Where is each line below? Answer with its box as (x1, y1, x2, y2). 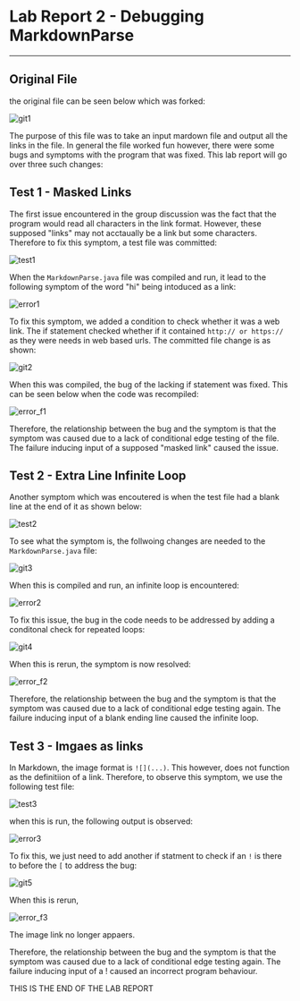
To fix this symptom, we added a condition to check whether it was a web (9, 316, 280, 327)
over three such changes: (9, 158, 104, 169)
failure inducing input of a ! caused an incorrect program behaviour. (9, 966, 258, 977)
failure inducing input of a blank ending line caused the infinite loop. (9, 713, 259, 724)
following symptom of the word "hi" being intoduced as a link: (9, 281, 237, 292)
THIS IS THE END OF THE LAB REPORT (9, 983, 154, 994)
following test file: (9, 781, 75, 793)
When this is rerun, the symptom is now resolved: (9, 659, 192, 670)
